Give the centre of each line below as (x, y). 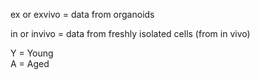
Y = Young (32, 53)
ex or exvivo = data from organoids (82, 14)
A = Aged (30, 63)
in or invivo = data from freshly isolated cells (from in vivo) (130, 33)
